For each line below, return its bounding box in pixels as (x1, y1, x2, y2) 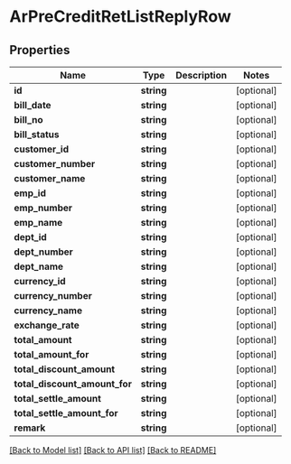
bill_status (14, 128, 60, 141)
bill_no (14, 114, 43, 125)
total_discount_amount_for (14, 377, 133, 390)
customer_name (14, 172, 86, 184)
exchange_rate (14, 319, 80, 331)
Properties (9, 42, 70, 58)
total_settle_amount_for (14, 407, 118, 419)
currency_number (14, 290, 92, 302)
